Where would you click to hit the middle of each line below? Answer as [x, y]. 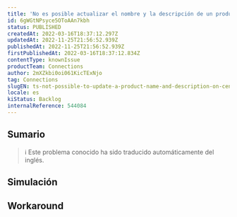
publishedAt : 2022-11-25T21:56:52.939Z [66, 47]
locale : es [23, 93]
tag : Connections [33, 80]
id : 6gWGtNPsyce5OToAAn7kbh [49, 20]
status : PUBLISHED [34, 27]
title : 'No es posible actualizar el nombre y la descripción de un [110, 14]
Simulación [32, 182]
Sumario [26, 135]
